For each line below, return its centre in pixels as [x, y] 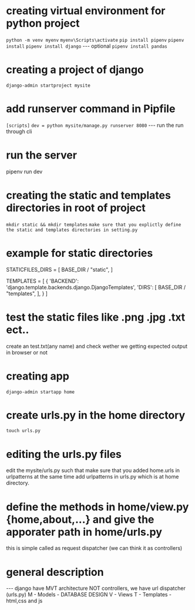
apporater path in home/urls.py [84, 532]
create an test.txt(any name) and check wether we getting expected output [97, 346]
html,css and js [24, 601]
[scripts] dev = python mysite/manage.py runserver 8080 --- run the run [95, 125]
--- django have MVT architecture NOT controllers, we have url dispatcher [96, 588]
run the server [42, 155]
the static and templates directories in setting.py [72, 230]
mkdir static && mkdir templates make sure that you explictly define [94, 225]
